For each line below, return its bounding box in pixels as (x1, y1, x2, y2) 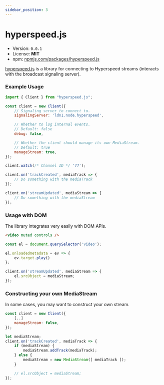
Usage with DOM (5, 212, 47, 219)
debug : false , (14, 131, 43, 136)
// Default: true (14, 145, 50, 150)
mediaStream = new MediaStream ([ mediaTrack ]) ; (23, 358, 126, 363)
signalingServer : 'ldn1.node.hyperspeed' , (14, 113, 104, 118)
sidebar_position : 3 (5, 7, 48, 12)
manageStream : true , (14, 149, 57, 155)
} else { (14, 353, 32, 358)
